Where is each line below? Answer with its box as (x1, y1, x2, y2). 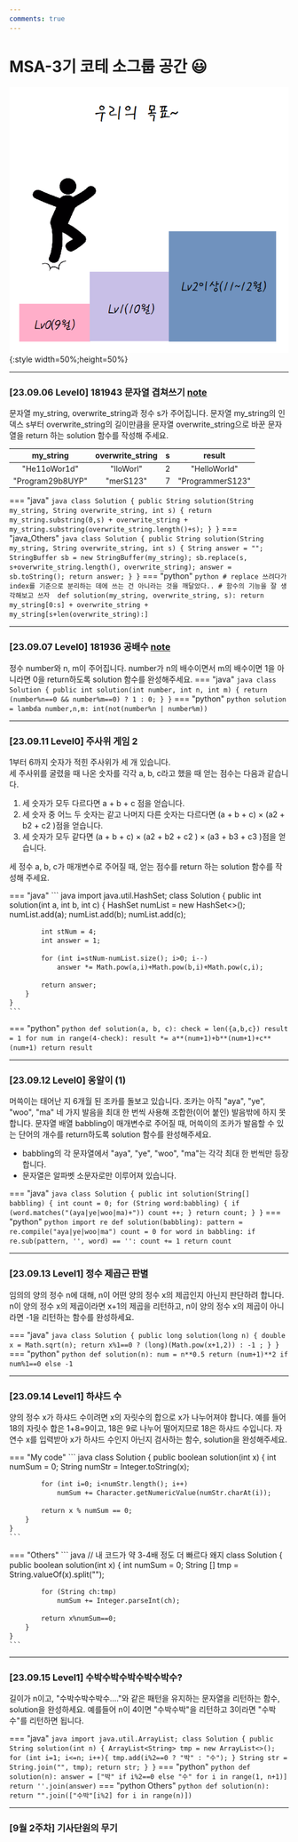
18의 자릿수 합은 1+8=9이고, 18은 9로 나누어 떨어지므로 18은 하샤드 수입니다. (9, 1422, 273, 1433)
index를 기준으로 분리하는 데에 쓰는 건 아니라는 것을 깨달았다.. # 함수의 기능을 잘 (9, 582, 278, 591)
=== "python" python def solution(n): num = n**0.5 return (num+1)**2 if (9, 1348, 288, 1359)
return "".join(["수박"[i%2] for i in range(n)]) (9, 1791, 192, 1800)
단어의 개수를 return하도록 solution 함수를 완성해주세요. (18, 1129, 212, 1140)
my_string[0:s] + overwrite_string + (9, 601, 149, 610)
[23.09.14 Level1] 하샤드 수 (9, 1390, 122, 1402)
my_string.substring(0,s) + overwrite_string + (9, 516, 189, 525)
